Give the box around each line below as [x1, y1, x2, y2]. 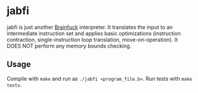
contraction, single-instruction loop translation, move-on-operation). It [7, 36, 178, 43]
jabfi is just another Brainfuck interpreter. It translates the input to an [7, 24, 173, 31]
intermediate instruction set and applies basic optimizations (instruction [7, 29, 181, 36]
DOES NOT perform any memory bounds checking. [7, 42, 132, 49]
